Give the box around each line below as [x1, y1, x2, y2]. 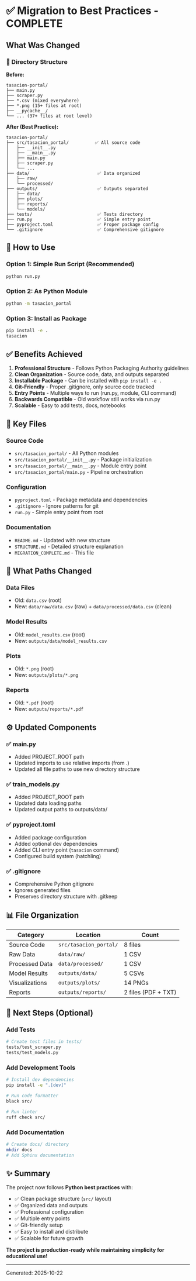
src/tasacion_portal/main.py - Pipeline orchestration [14, 469, 143, 476]
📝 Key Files [6, 419, 47, 429]
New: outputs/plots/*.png [14, 672, 79, 679]
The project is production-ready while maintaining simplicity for [6, 1246, 164, 1254]
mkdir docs [6, 1146, 33, 1153]
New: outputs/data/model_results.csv [14, 637, 107, 644]
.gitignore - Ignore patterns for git [14, 502, 99, 509]
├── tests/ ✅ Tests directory [6, 211, 143, 217]
